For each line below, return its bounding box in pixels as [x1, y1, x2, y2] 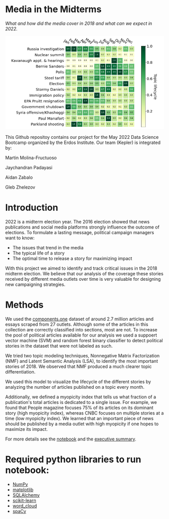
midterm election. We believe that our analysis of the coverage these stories [5, 270, 164, 277]
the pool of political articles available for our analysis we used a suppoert [5, 332, 157, 338]
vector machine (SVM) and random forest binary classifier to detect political [5, 337, 163, 343]
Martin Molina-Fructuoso [5, 155, 57, 161]
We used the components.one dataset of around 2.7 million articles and [5, 316, 154, 322]
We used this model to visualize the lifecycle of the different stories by [5, 379, 151, 385]
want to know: [5, 235, 35, 241]
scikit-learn [12, 497, 36, 503]
